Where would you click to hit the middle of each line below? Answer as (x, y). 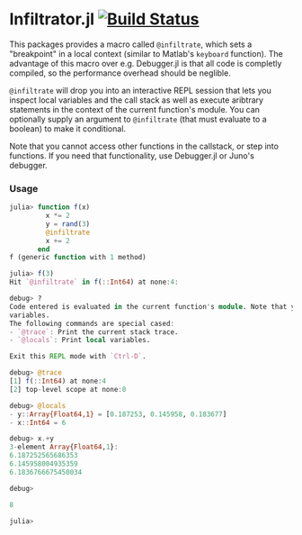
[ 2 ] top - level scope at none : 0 (68, 389)
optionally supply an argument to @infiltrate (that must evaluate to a (138, 119)
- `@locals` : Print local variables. (80, 340)
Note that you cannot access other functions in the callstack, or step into (144, 146)
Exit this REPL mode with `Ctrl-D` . (78, 357)
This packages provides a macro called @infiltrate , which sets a (131, 44)
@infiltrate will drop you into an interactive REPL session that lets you (140, 90)
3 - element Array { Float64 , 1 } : (64, 447)
